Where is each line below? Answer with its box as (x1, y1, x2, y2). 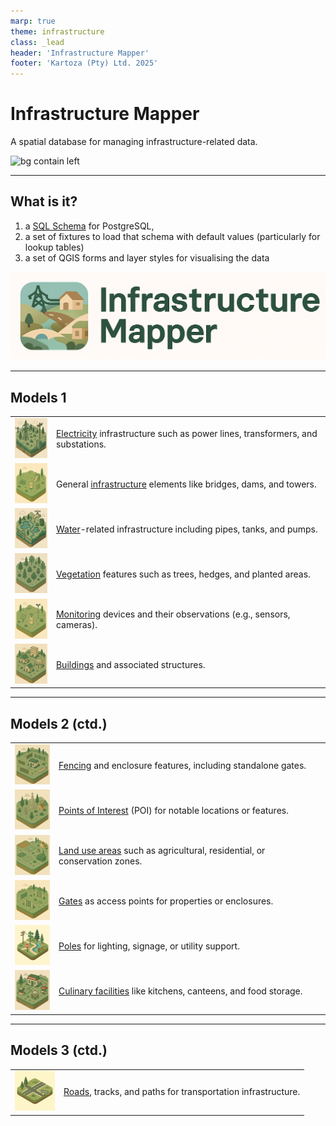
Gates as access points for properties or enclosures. (58, 895, 274, 907)
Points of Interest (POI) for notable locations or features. (58, 805, 289, 817)
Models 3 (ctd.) (10, 1042, 108, 1059)
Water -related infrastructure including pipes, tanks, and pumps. (55, 523, 318, 535)
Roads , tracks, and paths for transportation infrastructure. (63, 1086, 301, 1098)
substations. (55, 438, 107, 450)
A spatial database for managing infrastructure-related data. (10, 136, 258, 148)
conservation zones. (58, 855, 143, 867)
